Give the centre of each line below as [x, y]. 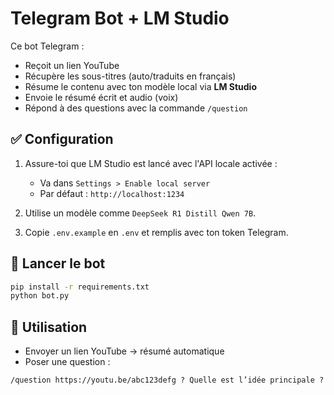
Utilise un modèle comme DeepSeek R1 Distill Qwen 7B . [140, 213]
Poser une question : [67, 362]
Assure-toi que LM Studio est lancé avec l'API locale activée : [151, 163]
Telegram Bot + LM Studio [120, 18]
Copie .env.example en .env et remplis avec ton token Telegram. [156, 232]
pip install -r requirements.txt [80, 287]
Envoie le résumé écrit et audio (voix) [101, 97]
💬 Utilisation [49, 327]
